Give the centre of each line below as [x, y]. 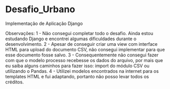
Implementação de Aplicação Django [44, 23]
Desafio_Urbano [40, 9]
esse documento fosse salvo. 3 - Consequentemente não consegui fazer [82, 55]
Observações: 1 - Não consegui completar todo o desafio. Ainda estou [79, 33]
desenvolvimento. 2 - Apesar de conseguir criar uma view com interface [81, 44]
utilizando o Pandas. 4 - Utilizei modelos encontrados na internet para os [82, 71]
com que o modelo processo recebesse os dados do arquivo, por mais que [84, 60]
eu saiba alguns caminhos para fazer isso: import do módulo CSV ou [77, 66]
